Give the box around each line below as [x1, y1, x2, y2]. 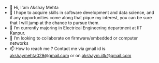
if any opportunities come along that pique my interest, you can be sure [9, 15, 152, 20]
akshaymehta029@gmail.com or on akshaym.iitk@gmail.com [9, 53, 131, 58]
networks [9, 40, 29, 46]
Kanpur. [9, 30, 26, 36]
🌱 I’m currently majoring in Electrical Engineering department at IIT [9, 25, 143, 31]
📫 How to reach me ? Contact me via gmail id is [9, 46, 105, 51]
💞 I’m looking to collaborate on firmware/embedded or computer [9, 35, 138, 41]
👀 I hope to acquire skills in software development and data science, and [9, 10, 155, 15]
